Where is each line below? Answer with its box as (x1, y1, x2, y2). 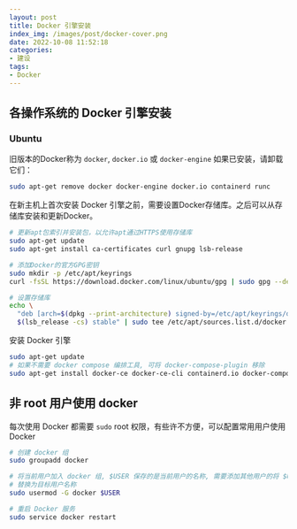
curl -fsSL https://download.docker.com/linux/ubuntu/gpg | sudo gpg (9, 277, 271, 286)
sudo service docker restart (9, 512, 117, 522)
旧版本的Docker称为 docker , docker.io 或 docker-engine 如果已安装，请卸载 (9, 154, 284, 165)
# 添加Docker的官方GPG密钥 (9, 260, 99, 270)
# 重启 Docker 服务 (9, 504, 76, 513)
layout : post (9, 12, 57, 22)
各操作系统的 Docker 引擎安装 (9, 105, 172, 120)
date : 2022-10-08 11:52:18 (9, 37, 109, 47)
